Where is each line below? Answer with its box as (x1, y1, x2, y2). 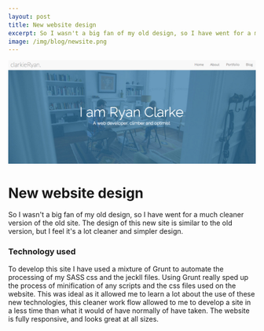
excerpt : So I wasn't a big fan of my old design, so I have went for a (8, 29, 251, 37)
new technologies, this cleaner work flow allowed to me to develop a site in (8, 297, 251, 307)
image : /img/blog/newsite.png (8, 38, 108, 45)
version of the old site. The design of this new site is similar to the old (8, 218, 233, 227)
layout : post (8, 13, 51, 20)
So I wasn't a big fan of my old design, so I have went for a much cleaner (8, 210, 244, 220)
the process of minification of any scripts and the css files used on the (8, 281, 236, 290)
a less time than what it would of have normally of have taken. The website (8, 306, 250, 315)
